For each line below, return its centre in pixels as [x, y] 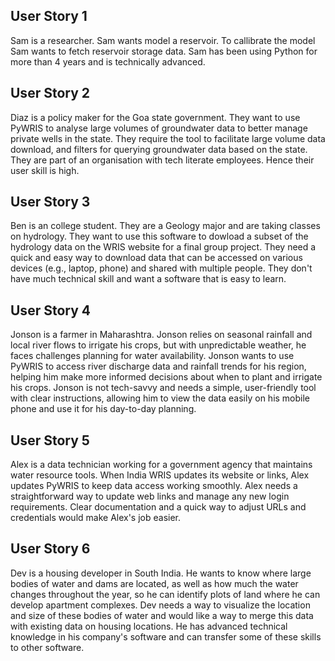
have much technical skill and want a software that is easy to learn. [148, 279]
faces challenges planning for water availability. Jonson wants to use [152, 356]
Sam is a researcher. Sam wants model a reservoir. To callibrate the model [163, 40]
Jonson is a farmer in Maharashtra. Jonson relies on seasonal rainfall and [161, 335]
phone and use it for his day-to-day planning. [103, 409]
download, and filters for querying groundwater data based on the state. [159, 149]
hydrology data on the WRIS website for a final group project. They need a [163, 247]
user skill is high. [45, 170]
